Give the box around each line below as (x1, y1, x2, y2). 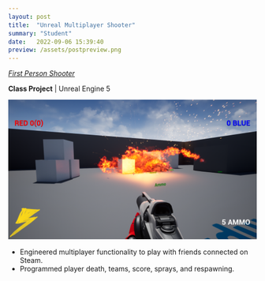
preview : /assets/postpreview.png (8, 46, 122, 54)
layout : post (8, 13, 51, 21)
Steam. (19, 255, 43, 264)
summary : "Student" (8, 29, 73, 37)
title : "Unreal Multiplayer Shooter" (8, 21, 136, 29)
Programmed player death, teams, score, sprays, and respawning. (19, 264, 235, 273)
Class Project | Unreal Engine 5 (8, 84, 110, 94)
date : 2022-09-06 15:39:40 (8, 38, 104, 46)
